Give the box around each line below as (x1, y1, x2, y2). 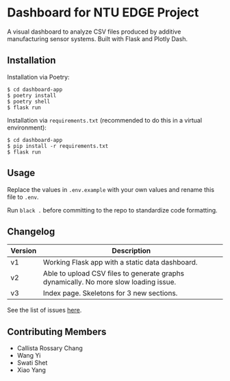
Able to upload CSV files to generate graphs (43, 269, 185, 278)
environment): (7, 123, 47, 132)
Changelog (7, 225, 55, 237)
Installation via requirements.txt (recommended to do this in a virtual (7, 116, 203, 124)
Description (112, 246, 151, 256)
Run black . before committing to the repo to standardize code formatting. (7, 206, 218, 214)
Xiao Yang (16, 366, 47, 374)
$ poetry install (7, 92, 57, 99)
